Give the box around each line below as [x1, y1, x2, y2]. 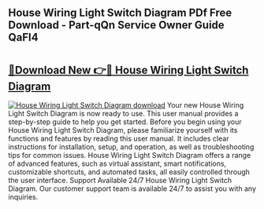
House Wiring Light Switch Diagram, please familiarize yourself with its [8, 126, 238, 134]
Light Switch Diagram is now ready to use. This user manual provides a [8, 109, 239, 118]
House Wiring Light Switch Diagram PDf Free [8, 6, 232, 20]
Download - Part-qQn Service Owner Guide [8, 19, 225, 32]
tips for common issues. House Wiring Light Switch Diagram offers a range [8, 151, 251, 159]
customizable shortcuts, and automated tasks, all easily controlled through [8, 167, 251, 176]
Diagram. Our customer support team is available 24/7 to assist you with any [8, 184, 257, 193]
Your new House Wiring [166, 101, 244, 109]
